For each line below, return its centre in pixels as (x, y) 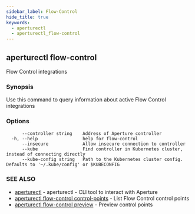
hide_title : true (27, 17)
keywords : (18, 22)
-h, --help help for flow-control (75, 139)
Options (18, 121)
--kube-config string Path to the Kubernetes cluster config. (102, 159)
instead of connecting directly (46, 154)
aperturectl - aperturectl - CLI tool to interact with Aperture (86, 192)
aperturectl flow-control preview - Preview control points (84, 205)
